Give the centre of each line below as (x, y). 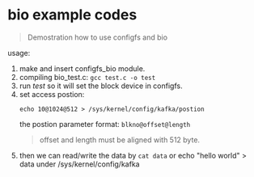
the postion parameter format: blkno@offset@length (105, 124)
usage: (19, 53)
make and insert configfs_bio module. (82, 68)
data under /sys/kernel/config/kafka (79, 164)
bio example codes (72, 15)
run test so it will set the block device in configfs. (101, 86)
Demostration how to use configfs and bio (97, 37)
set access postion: (52, 94)
